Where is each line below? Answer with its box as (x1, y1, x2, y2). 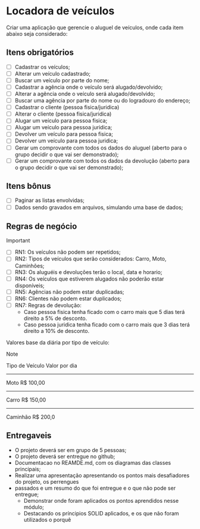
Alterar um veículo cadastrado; (14, 70, 91, 77)
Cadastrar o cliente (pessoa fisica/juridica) (14, 104, 120, 111)
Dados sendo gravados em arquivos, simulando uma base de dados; (14, 204, 183, 211)
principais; (14, 465, 41, 472)
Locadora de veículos (6, 4, 115, 18)
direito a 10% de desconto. (23, 327, 90, 334)
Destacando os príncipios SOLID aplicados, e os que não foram (23, 509, 180, 516)
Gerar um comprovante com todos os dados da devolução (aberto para (14, 157, 190, 164)
